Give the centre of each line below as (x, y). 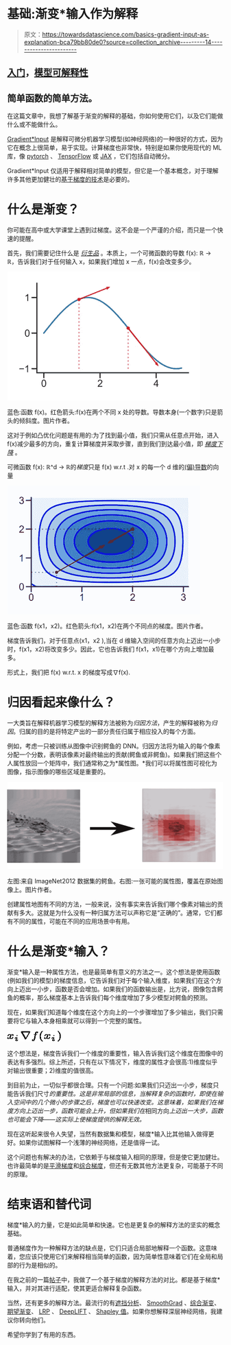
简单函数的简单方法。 (52, 98)
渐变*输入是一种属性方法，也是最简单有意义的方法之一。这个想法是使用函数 (114, 972)
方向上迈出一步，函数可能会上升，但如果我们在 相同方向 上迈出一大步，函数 (118, 1111)
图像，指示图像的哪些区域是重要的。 (58, 772)
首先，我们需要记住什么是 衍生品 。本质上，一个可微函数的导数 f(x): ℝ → (109, 253)
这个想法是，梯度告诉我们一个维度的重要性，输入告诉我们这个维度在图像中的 (115, 1054)
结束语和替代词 (49, 1205)
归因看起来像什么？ (61, 703)
